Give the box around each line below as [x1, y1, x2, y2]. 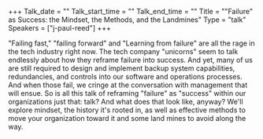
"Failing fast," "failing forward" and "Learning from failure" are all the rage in [8, 38, 256, 48]
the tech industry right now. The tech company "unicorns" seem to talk [8, 47, 239, 56]
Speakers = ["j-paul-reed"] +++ [8, 24, 112, 32]
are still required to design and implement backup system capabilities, [8, 64, 235, 73]
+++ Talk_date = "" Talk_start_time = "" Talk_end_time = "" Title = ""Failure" [8, 7, 254, 16]
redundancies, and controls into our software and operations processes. [8, 72, 243, 81]
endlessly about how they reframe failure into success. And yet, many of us [8, 55, 254, 64]
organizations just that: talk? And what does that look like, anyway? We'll [8, 97, 243, 106]
